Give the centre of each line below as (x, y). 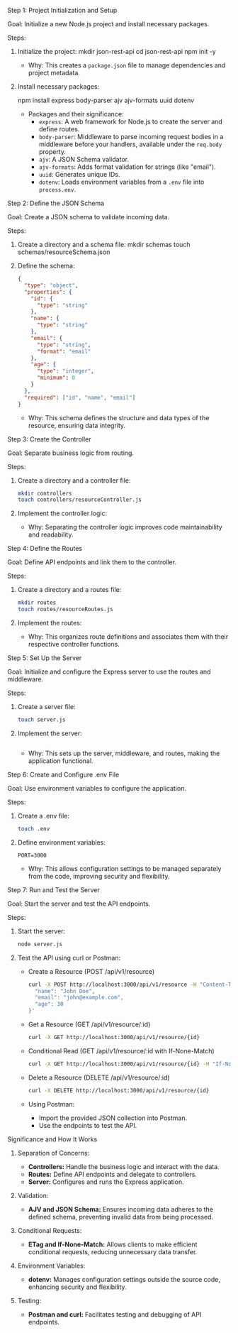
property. (52, 152)
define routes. (59, 129)
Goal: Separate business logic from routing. (71, 453)
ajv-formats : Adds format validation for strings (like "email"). (127, 167)
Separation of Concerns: (53, 1153)
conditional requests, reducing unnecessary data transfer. (113, 1251)
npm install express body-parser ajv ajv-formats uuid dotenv (106, 100)
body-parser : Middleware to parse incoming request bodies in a (131, 137)
